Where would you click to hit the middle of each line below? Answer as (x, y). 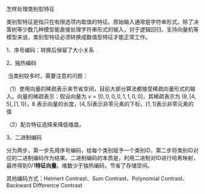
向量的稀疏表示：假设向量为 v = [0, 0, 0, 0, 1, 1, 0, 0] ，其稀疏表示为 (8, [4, (106, 96)
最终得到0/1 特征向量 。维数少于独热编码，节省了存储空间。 (80, 165)
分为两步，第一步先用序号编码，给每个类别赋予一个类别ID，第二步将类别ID (100, 150)
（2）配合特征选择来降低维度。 (45, 124)
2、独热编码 (21, 63)
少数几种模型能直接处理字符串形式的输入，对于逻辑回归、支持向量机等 (110, 29)
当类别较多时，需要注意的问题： (48, 76)
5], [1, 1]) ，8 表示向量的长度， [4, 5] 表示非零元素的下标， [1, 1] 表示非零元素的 (100, 104)
